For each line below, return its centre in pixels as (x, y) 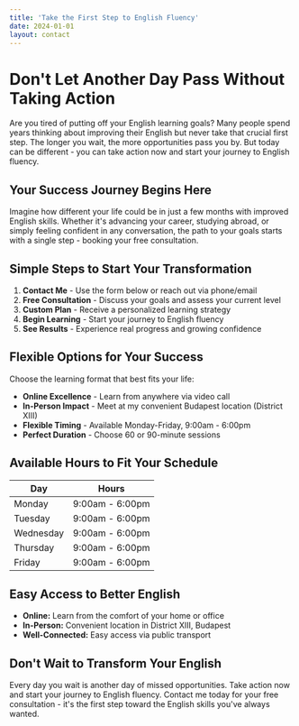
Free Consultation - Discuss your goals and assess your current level (152, 299)
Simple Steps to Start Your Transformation (131, 268)
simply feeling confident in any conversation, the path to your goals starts (146, 231)
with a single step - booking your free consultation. (104, 241)
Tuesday (32, 518)
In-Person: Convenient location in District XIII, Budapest (127, 625)
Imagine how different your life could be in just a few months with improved (149, 212)
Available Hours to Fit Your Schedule (114, 463)
